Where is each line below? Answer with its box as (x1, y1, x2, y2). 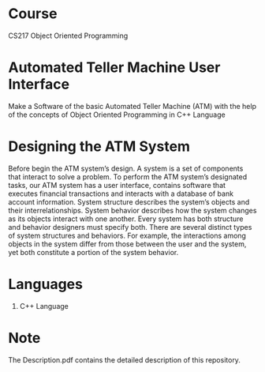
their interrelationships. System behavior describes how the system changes (8, 205, 257, 215)
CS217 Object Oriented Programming (8, 31, 129, 40)
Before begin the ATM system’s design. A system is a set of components (8, 163, 244, 173)
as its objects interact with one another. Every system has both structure (8, 214, 244, 224)
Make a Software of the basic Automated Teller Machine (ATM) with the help (8, 101, 256, 111)
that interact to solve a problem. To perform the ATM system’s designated (8, 171, 247, 182)
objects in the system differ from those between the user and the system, (8, 239, 247, 249)
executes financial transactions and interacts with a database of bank (8, 189, 234, 198)
